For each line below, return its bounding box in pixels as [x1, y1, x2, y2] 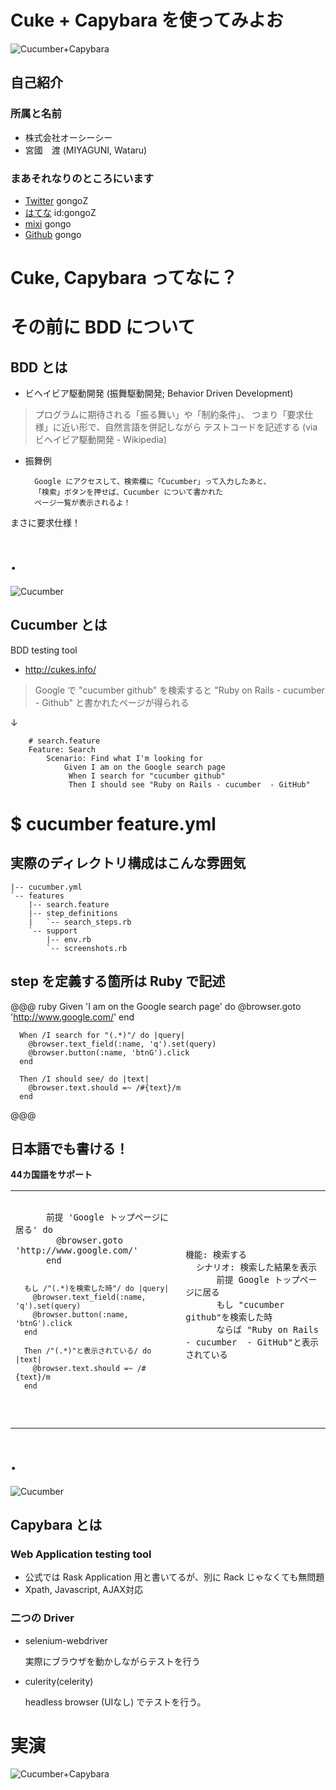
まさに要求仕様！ [10, 517, 81, 529]
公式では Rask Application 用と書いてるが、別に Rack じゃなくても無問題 [24, 1571, 325, 1583]
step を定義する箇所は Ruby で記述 [10, 973, 226, 990]
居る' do [15, 1224, 53, 1236]
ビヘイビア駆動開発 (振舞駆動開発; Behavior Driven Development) [24, 387, 294, 400]
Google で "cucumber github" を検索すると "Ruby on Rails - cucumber [34, 684, 325, 696]
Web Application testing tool [10, 1547, 152, 1561]
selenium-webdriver [24, 1634, 108, 1646]
